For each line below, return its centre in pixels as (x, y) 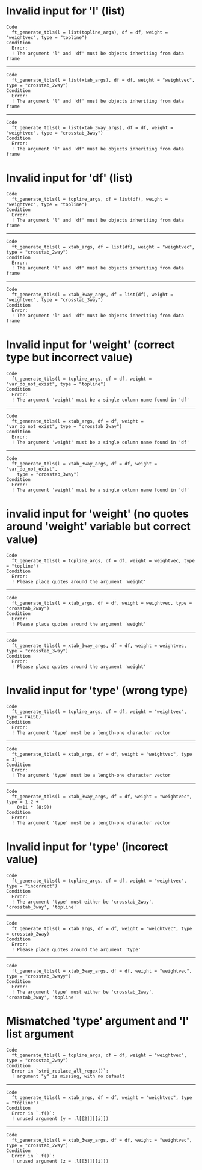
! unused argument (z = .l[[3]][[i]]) (60, 1161)
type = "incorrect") (32, 886)
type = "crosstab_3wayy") (38, 976)
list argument (40, 1034)
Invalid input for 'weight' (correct (91, 345)
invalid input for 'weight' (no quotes (98, 514)
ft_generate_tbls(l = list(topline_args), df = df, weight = (90, 32)
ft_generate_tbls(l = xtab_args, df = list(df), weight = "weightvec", (103, 247)
